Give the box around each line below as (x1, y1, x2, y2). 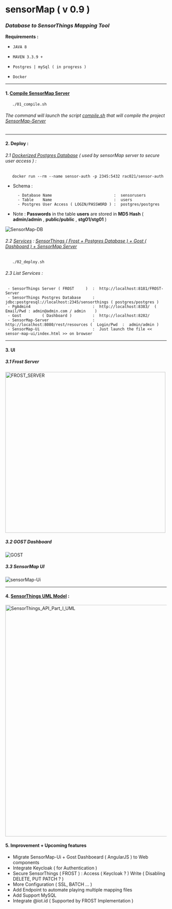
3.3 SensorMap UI (5, 564, 45, 570)
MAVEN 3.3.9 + (12, 55, 43, 60)
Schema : (12, 183, 33, 189)
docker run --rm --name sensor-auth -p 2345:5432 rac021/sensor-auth (12, 173, 164, 179)
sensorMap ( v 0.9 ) (5, 4, 91, 15)
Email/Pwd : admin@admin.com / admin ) (5, 309, 97, 314)
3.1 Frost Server (5, 359, 39, 365)
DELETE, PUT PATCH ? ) (12, 876, 64, 882)
